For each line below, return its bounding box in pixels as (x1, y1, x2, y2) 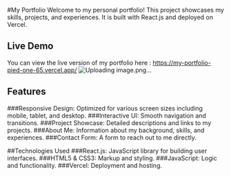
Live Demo (7, 41, 54, 52)
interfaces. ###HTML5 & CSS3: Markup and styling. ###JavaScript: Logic (7, 154, 217, 162)
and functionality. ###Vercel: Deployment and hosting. (7, 161, 162, 169)
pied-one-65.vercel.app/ (7, 65, 77, 74)
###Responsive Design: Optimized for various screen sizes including (7, 104, 203, 112)
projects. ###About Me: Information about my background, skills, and (7, 126, 205, 134)
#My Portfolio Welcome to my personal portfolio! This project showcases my (7, 6, 224, 14)
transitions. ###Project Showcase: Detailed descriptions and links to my (7, 118, 212, 126)
